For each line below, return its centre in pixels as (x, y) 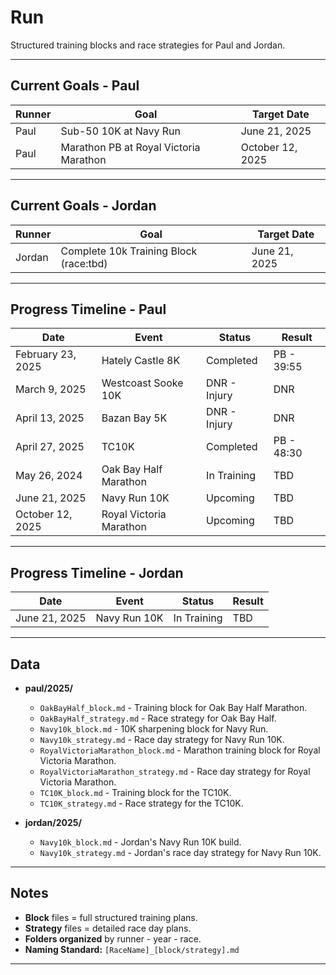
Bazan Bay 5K (134, 418)
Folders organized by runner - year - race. (113, 938)
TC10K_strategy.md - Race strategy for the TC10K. (141, 803)
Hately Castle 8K (141, 361)
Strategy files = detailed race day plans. (108, 928)
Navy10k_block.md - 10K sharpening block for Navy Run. (154, 729)
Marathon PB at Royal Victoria (130, 147)
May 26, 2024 (49, 476)
